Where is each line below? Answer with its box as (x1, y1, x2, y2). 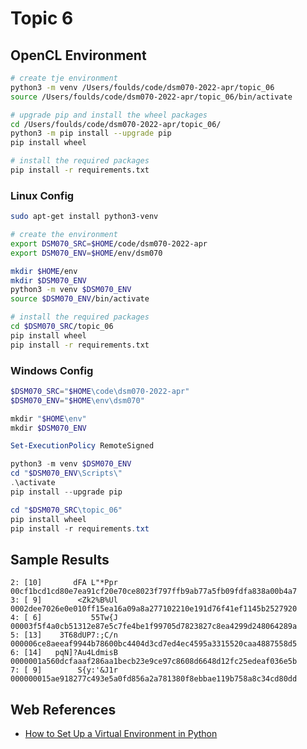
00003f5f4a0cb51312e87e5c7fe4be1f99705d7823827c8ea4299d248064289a (10, 622, 298, 632)
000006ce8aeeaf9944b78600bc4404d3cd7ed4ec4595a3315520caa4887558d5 (10, 639, 298, 649)
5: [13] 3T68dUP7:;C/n (10, 630, 118, 641)
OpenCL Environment (10, 47, 147, 64)
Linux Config (10, 188, 75, 202)
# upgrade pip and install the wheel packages (10, 110, 208, 120)
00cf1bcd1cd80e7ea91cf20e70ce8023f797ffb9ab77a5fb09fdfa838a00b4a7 (10, 587, 298, 597)
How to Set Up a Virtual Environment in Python (24, 728, 218, 740)
